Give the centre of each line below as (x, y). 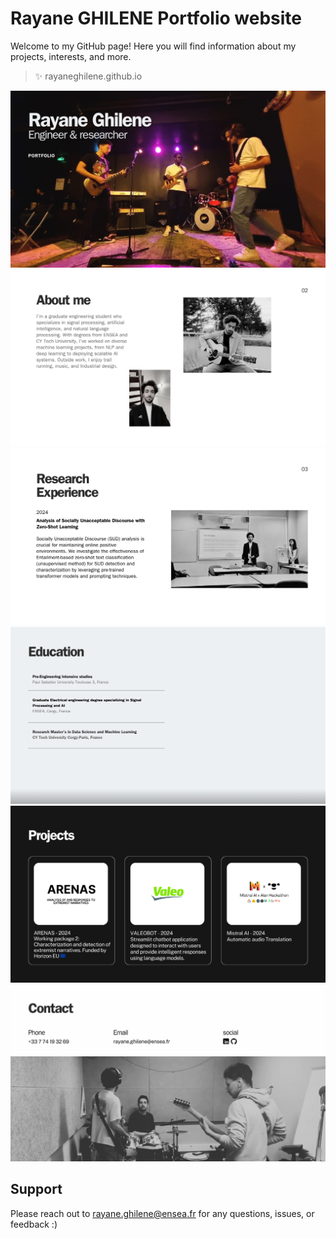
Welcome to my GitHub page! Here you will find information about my (153, 46)
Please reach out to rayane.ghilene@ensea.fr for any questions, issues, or (162, 1213)
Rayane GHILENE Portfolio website (156, 18)
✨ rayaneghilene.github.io (88, 76)
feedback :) (34, 1224)
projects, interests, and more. (71, 56)
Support (36, 1189)
